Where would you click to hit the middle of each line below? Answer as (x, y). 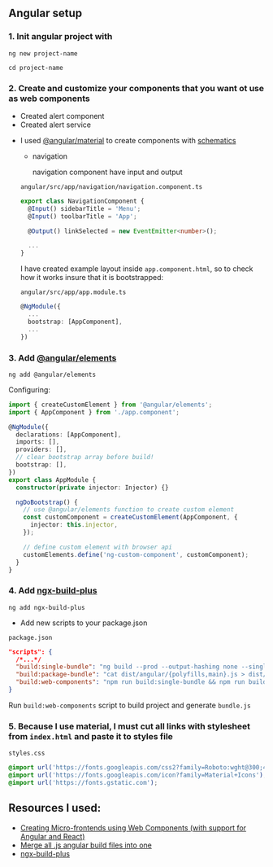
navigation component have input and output (107, 172)
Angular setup (45, 13)
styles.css (27, 753)
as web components (50, 99)
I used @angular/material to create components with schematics (128, 140)
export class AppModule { (52, 479)
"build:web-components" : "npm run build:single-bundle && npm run (130, 682)
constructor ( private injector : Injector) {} (92, 488)
